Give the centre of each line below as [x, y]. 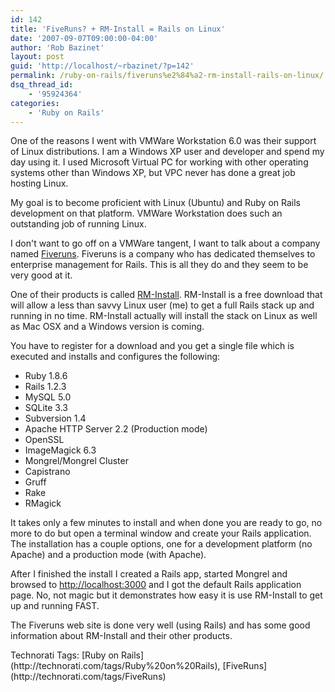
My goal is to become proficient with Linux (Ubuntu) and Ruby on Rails [155, 203]
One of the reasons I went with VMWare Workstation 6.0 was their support [163, 141]
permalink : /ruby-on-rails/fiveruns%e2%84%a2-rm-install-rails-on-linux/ [167, 76]
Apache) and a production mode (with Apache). [108, 555]
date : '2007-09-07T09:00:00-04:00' [84, 38]
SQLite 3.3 [46, 408]
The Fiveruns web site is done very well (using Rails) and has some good [160, 625]
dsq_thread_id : [42, 85]
